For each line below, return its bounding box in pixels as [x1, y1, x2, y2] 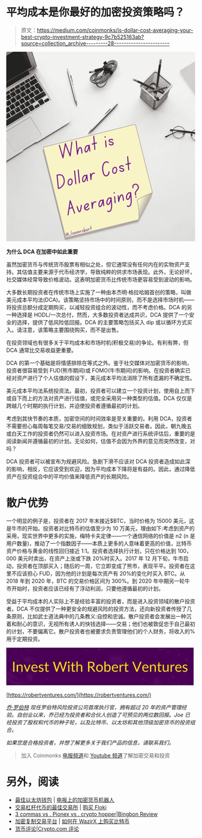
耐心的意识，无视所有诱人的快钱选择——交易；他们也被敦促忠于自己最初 [16, 620, 195, 627]
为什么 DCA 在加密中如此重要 [6, 248, 79, 255]
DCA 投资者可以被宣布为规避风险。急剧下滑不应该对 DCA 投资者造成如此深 [6, 458, 191, 465]
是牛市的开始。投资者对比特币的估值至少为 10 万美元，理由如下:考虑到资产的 [6, 525, 195, 532]
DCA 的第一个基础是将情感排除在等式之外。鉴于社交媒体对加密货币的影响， [6, 359, 192, 366]
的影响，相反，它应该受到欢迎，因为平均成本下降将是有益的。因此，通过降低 [6, 465, 195, 472]
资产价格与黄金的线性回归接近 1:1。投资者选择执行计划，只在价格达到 [6, 547, 177, 554]
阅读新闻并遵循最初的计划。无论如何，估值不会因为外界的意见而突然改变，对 [6, 437, 195, 445]
